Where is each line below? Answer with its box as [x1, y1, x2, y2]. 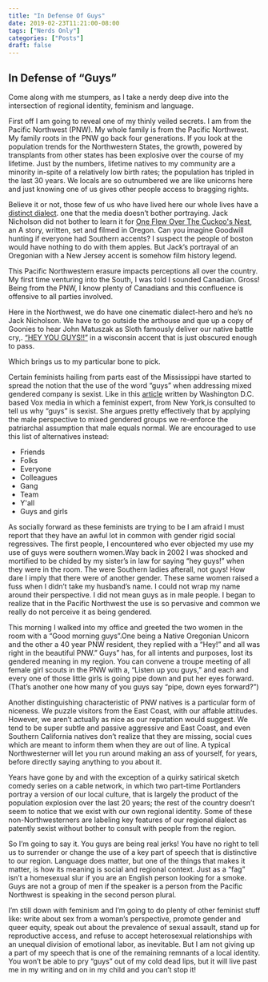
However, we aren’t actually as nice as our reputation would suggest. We [8, 714, 248, 724]
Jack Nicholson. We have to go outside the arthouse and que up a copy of [8, 315, 254, 325]
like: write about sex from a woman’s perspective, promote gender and [8, 913, 242, 924]
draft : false [8, 42, 52, 50]
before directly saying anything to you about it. [8, 756, 162, 766]
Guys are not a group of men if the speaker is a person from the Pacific [8, 881, 243, 891]
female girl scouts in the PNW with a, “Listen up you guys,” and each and [8, 665, 250, 674]
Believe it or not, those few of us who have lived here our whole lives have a [8, 199, 258, 209]
